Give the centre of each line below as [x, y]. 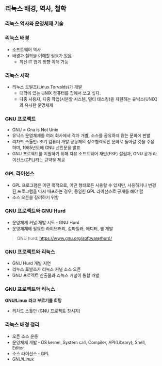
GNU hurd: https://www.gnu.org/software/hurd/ [65, 238]
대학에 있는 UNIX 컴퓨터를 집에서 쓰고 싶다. [60, 93]
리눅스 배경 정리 [22, 325]
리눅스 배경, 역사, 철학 [36, 9]
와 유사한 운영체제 [36, 105]
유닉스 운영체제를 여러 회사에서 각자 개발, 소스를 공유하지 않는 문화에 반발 [81, 135]
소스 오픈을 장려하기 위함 [35, 197]
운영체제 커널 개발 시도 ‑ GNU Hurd [46, 222]
